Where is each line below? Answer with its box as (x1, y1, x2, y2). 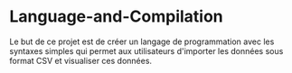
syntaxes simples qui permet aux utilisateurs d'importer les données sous (9, 45, 284, 56)
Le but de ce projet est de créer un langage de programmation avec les (9, 36, 275, 47)
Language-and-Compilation (9, 6, 223, 27)
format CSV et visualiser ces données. (9, 55, 152, 66)
